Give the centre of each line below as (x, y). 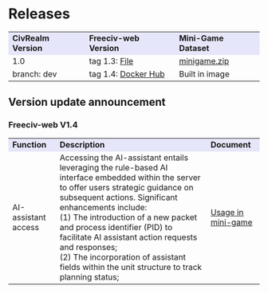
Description (82, 144)
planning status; (89, 277)
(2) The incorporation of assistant (122, 257)
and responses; (89, 247)
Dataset (194, 48)
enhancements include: (103, 207)
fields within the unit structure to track (130, 267)
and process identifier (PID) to (116, 227)
